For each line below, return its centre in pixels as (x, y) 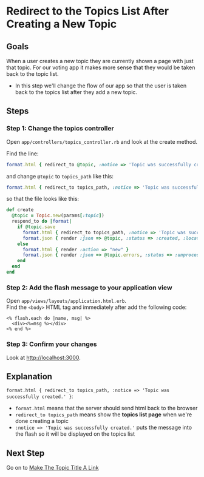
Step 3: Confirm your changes (52, 344)
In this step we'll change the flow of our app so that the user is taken (101, 86)
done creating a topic (42, 421)
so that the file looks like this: (43, 199)
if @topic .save (36, 227)
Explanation (29, 377)
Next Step (25, 453)
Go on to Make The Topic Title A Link (53, 468)
